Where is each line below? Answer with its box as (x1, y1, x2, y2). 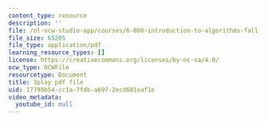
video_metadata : (8, 93, 62, 101)
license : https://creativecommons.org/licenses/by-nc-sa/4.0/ (8, 57, 219, 64)
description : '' (8, 19, 62, 27)
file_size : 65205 (8, 33, 66, 42)
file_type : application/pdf (8, 41, 102, 49)
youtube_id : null (15, 100, 73, 108)
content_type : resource (8, 11, 88, 20)
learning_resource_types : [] (8, 49, 105, 57)
